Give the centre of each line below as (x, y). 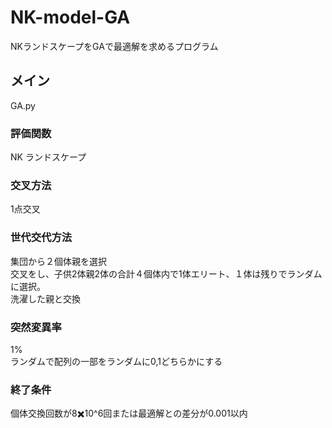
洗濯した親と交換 (45, 298)
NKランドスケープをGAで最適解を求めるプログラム (114, 46)
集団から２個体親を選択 (58, 261)
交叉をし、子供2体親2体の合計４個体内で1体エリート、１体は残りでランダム (166, 273)
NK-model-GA (70, 17)
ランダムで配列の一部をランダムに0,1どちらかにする (116, 361)
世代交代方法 (41, 238)
